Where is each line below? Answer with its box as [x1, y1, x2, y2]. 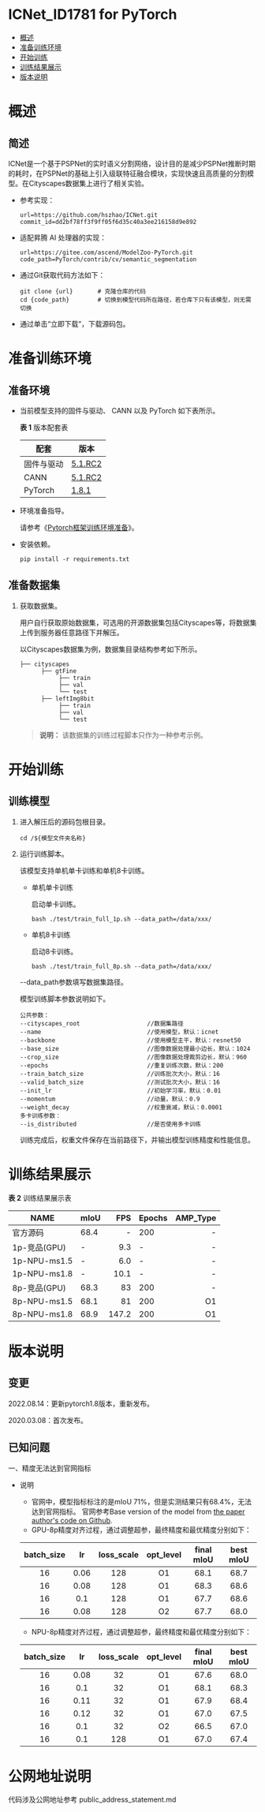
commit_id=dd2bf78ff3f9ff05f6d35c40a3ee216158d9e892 [19, 218, 197, 226]
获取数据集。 [19, 601, 62, 611]
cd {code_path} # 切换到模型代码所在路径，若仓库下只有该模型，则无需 [19, 296, 252, 304]
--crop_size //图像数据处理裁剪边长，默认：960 [19, 1053, 247, 1061]
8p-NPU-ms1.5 [12, 1295, 73, 1306]
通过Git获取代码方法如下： [19, 270, 106, 279]
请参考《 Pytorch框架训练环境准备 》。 [19, 522, 139, 532]
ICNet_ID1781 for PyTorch [8, 6, 177, 24]
